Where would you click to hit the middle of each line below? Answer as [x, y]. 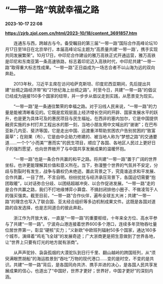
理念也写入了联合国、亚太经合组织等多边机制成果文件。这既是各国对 [83, 201]
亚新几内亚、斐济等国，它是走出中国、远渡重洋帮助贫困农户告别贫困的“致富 [81, 130]
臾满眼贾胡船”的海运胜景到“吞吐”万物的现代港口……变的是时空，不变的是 [77, 258]
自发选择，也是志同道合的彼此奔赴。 [49, 207]
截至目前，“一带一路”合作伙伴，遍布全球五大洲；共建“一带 [89, 195]
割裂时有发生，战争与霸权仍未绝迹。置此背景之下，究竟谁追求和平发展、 [86, 171]
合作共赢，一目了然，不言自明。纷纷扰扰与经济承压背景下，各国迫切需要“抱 [81, 177]
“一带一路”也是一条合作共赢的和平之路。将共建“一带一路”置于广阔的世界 [85, 159]
